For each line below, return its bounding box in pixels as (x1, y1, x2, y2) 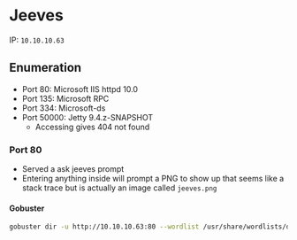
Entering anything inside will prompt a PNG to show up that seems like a (21, 174, 285, 184)
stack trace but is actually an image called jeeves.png (21, 182, 217, 193)
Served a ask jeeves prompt (21, 164, 125, 174)
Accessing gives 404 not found (34, 121, 150, 132)
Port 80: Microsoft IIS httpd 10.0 (21, 83, 139, 94)
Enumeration (9, 60, 82, 75)
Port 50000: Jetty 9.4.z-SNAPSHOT (21, 112, 154, 122)
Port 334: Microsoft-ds (21, 103, 106, 113)
